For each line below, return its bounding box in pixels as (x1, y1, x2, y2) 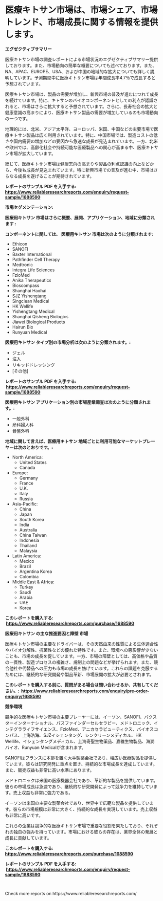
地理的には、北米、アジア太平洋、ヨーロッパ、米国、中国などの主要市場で (5, 126, 154, 132)
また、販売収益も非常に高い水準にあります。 (5, 767, 94, 773)
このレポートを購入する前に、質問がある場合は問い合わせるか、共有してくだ (5, 681, 158, 687)
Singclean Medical (12, 298, 50, 304)
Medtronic (12, 262, 33, 267)
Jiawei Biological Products (12, 319, 65, 325)
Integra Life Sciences (12, 267, 55, 273)
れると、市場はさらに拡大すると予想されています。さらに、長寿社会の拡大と (5, 103, 158, 109)
